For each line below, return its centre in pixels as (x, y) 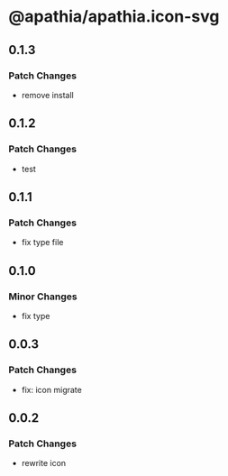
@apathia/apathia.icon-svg (114, 17)
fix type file (42, 243)
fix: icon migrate (51, 389)
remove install (47, 95)
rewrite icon (44, 463)
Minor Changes (43, 297)
